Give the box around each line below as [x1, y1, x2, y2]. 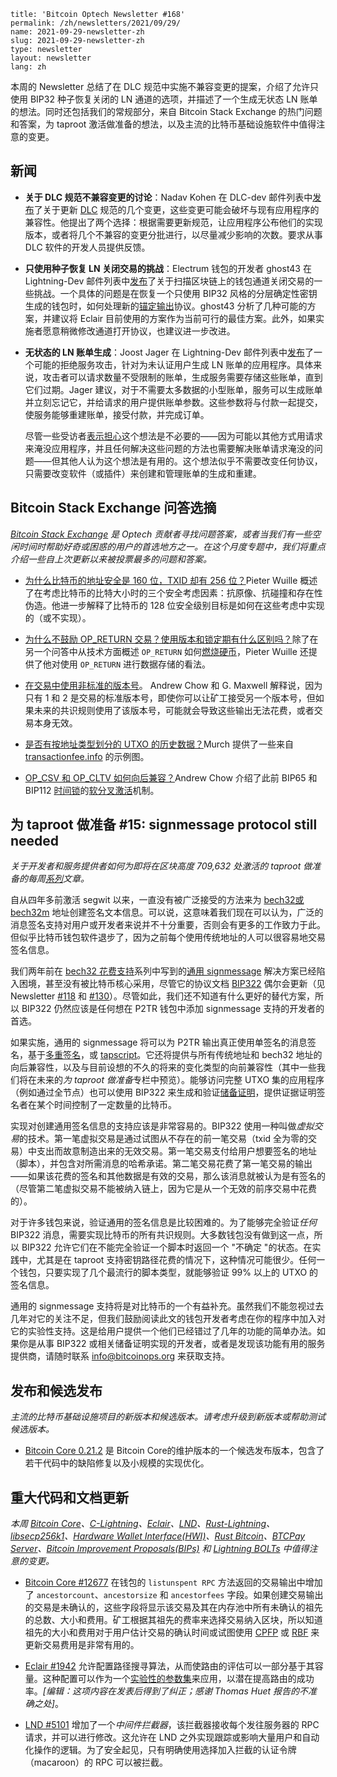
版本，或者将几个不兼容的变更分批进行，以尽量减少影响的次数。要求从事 [24, 228, 323, 240]
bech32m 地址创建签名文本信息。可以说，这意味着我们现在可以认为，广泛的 [10, 906, 324, 919]
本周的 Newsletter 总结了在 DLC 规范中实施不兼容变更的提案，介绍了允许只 [10, 81, 319, 92]
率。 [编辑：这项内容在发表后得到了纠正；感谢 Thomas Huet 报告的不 [24, 1685, 309, 1697]
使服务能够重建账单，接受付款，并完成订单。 [24, 408, 210, 420]
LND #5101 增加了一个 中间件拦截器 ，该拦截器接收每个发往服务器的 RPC [24, 1719, 320, 1731]
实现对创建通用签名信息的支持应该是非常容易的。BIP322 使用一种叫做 [10, 1120, 297, 1132]
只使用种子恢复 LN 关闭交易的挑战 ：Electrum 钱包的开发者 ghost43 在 [24, 262, 312, 274]
